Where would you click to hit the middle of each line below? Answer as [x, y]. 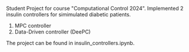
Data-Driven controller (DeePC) [53, 32]
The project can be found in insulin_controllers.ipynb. [70, 43]
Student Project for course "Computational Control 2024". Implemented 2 [95, 8]
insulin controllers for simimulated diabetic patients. [68, 14]
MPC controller [33, 26]
